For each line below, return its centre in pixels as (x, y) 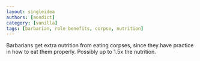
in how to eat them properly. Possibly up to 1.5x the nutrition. (81, 52)
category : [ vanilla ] (32, 23)
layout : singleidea (31, 12)
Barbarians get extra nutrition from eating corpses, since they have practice (100, 45)
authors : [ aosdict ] (31, 17)
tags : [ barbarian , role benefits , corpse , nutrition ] (75, 28)
